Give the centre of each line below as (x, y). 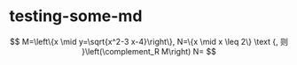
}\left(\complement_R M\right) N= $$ (149, 51)
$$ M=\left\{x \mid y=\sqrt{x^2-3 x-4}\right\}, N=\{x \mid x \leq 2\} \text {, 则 (149, 41)
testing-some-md (76, 16)
